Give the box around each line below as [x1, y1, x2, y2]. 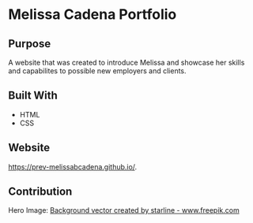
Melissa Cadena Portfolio [8, 6, 177, 24]
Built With [8, 89, 58, 102]
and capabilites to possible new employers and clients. [8, 66, 187, 76]
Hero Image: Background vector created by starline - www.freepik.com [8, 206, 240, 215]
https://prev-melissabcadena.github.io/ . [8, 162, 138, 171]
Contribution [8, 185, 73, 199]
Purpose [8, 37, 51, 50]
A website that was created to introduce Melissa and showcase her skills [8, 58, 245, 67]
